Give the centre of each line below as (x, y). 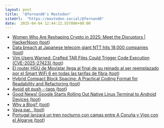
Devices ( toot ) (26, 99)
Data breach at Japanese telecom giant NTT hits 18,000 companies (80, 47)
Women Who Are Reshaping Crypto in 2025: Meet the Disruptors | (79, 37)
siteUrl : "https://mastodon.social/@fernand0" (55, 19)
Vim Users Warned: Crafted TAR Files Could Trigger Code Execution (81, 58)
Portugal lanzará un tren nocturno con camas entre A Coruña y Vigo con (85, 115)
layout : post (18, 10)
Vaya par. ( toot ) (28, 110)
